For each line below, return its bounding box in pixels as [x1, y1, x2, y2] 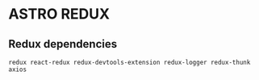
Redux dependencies [8, 37, 118, 51]
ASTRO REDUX [8, 5, 111, 23]
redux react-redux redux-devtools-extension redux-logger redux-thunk [8, 58, 251, 66]
